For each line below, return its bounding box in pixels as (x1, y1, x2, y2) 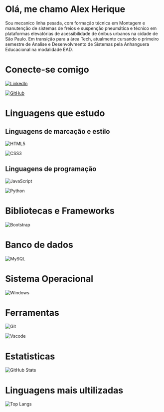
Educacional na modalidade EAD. (5, 46, 73, 52)
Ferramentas (5, 307, 60, 318)
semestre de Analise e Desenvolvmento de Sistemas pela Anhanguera (5, 41, 150, 47)
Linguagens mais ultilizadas (5, 385, 124, 396)
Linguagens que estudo (5, 108, 105, 119)
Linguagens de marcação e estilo (5, 127, 110, 136)
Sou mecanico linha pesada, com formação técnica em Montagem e (5, 20, 146, 26)
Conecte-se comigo (5, 64, 89, 75)
